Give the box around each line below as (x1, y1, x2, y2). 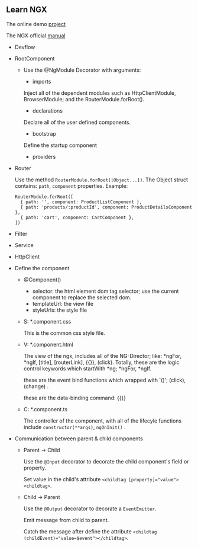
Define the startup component (23, 142, 98, 149)
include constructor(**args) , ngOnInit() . (23, 423, 126, 430)
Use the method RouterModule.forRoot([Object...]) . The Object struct (14, 176, 188, 183)
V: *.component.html (23, 341, 73, 348)
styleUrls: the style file (32, 306, 87, 314)
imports (32, 78, 51, 85)
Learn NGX (6, 5, 47, 15)
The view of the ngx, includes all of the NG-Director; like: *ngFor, (23, 352, 182, 359)
